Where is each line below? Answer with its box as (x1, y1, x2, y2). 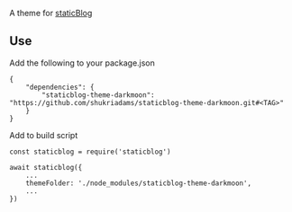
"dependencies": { (25, 83, 95, 92)
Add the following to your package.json (9, 57, 156, 68)
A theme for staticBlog (9, 8, 93, 18)
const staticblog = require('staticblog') (9, 147, 171, 156)
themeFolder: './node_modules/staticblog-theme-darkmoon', (25, 179, 252, 188)
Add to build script (9, 129, 78, 140)
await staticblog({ (9, 163, 83, 172)
